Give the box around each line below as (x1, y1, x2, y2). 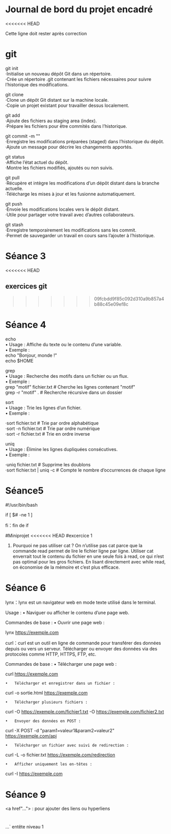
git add (5, 112, 20, 118)
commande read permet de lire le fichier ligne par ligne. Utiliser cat (12, 548, 154, 554)
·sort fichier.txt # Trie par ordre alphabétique (5, 420, 99, 426)
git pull (5, 174, 20, 181)
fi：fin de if (5, 522, 29, 528)
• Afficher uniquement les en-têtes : (5, 762, 93, 767)
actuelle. (5, 185, 23, 191)
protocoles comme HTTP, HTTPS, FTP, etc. (5, 651, 96, 658)
